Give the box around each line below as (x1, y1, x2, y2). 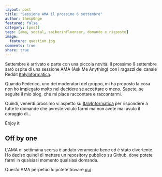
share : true (5, 48, 29, 52)
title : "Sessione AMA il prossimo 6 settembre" (5, 12, 103, 16)
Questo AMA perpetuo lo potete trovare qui (5, 167, 91, 173)
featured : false (5, 20, 38, 26)
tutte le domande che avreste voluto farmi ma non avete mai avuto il (5, 105, 140, 112)
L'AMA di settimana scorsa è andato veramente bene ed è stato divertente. (5, 147, 154, 153)
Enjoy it (5, 120, 20, 126)
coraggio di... (5, 111, 31, 116)
